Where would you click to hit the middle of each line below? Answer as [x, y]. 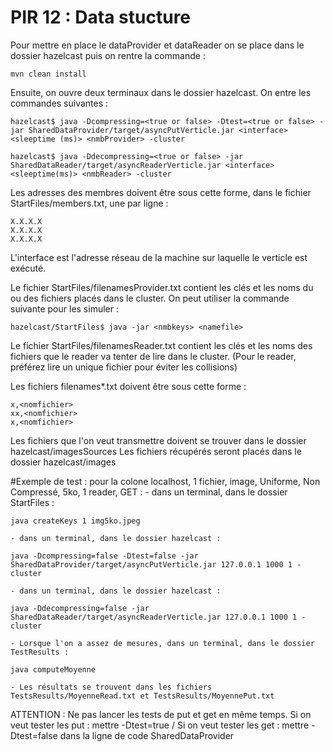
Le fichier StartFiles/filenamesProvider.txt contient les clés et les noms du [162, 287]
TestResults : [40, 652]
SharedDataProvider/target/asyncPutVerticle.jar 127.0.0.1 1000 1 [151, 564]
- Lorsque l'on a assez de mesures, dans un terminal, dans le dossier [162, 643]
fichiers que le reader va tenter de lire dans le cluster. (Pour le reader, [153, 356]
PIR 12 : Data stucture [101, 17]
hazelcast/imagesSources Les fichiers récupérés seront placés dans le [156, 451]
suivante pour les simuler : [64, 308]
